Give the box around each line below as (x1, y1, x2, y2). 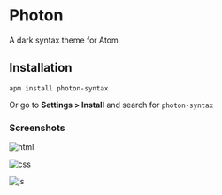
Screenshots (9, 121, 65, 134)
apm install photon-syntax (9, 83, 109, 93)
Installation (9, 60, 73, 75)
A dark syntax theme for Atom (9, 35, 119, 45)
